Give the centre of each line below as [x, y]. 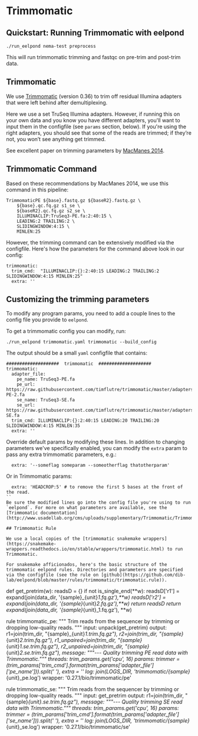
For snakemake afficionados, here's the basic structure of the [87, 565]
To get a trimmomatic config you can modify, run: [66, 331]
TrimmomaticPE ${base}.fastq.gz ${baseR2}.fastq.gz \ [74, 200]
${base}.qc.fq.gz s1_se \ [49, 206]
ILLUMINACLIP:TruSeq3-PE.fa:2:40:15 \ [64, 216]
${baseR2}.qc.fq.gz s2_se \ [51, 211]
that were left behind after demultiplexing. [57, 102]
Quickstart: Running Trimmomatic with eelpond [95, 33]
